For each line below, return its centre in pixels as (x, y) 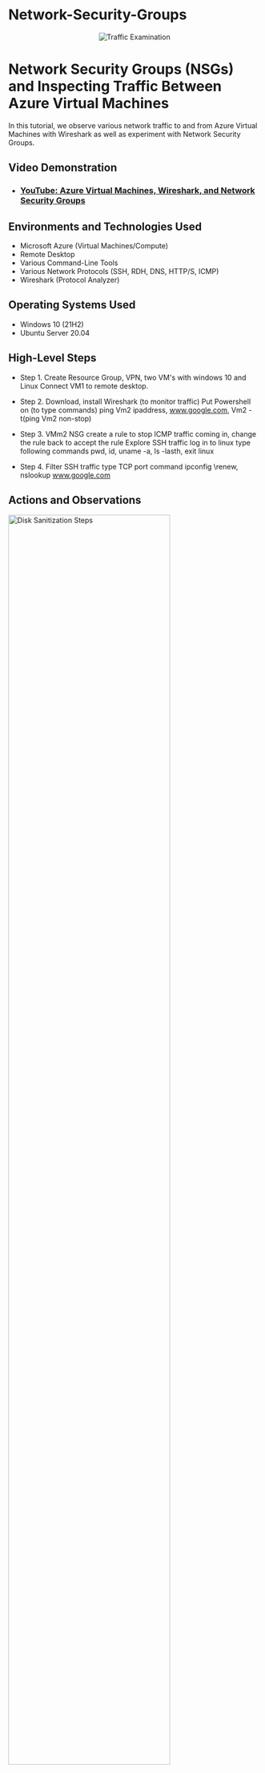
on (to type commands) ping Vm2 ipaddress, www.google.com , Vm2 (133, 409)
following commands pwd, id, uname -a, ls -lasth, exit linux (117, 451)
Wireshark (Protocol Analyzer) (70, 280)
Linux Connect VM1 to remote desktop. (84, 385)
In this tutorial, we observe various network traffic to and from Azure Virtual (133, 125)
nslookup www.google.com (65, 475)
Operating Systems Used (72, 305)
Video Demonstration (63, 168)
